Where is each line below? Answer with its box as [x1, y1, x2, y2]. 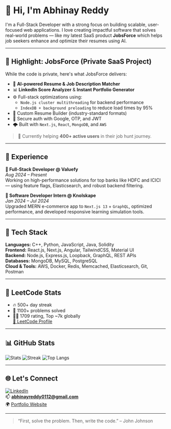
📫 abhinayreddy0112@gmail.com [5, 393, 79, 399]
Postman [5, 269, 24, 275]
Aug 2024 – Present [5, 171, 47, 178]
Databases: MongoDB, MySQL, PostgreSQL [5, 258, 98, 264]
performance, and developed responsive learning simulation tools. [5, 209, 145, 215]
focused [5, 27, 23, 33]
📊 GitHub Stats [5, 339, 55, 347]
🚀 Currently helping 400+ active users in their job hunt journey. [17, 133, 152, 139]
